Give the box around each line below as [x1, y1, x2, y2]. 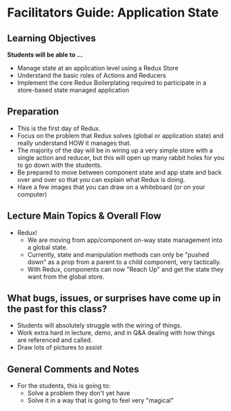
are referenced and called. [17, 336, 93, 344]
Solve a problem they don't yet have [27, 389, 130, 397]
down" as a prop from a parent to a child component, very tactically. [27, 257, 221, 266]
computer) [17, 190, 48, 198]
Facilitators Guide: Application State [7, 5, 219, 21]
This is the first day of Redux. [17, 124, 101, 132]
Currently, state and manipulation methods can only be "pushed [27, 250, 210, 259]
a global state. [27, 243, 68, 251]
